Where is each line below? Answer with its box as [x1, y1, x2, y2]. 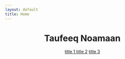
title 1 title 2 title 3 [64, 49, 100, 55]
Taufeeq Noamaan [44, 33, 121, 44]
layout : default [5, 7, 38, 12]
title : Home [5, 12, 29, 17]
